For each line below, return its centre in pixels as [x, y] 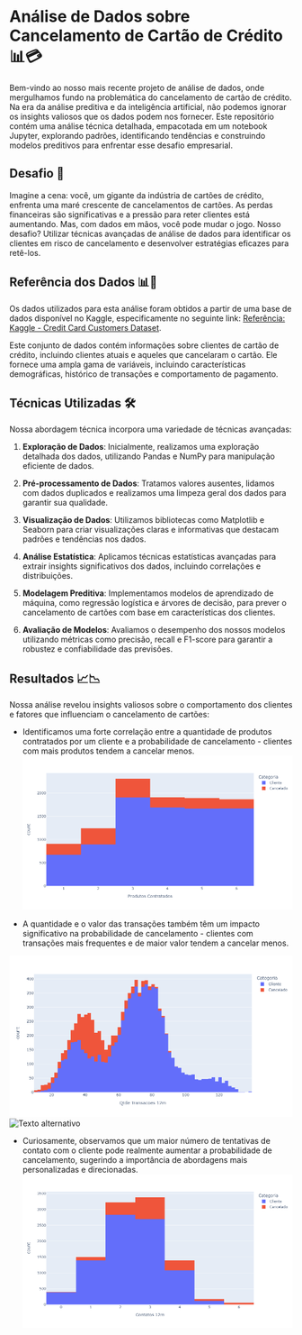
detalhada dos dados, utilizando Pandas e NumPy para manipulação [149, 456]
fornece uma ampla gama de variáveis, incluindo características [128, 364]
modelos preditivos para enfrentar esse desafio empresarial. [121, 145]
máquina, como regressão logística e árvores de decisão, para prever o [155, 603]
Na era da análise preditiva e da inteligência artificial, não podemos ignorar [148, 106]
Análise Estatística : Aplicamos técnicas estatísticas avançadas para [149, 557]
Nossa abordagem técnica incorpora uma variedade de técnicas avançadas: [151, 429]
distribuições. [48, 576]
